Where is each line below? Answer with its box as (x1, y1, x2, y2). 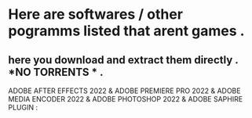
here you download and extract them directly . (8, 53, 239, 66)
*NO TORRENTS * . (8, 65, 104, 79)
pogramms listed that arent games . (8, 22, 245, 40)
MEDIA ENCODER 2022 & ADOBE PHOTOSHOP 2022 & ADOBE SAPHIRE (8, 95, 243, 103)
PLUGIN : (8, 103, 38, 112)
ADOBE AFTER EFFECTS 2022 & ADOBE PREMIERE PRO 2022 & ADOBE (8, 86, 241, 95)
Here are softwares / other (8, 5, 183, 23)
